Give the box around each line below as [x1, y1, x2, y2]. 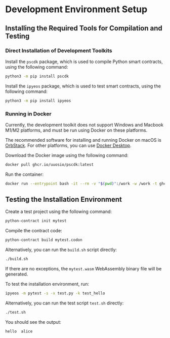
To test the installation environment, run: [5, 281, 90, 287]
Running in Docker [5, 110, 52, 117]
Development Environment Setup [5, 4, 148, 15]
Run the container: [5, 171, 44, 177]
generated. [5, 271, 28, 278]
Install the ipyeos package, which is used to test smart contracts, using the [5, 83, 161, 89]
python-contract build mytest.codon [5, 237, 82, 242]
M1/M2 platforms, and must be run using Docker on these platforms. [5, 127, 148, 133]
